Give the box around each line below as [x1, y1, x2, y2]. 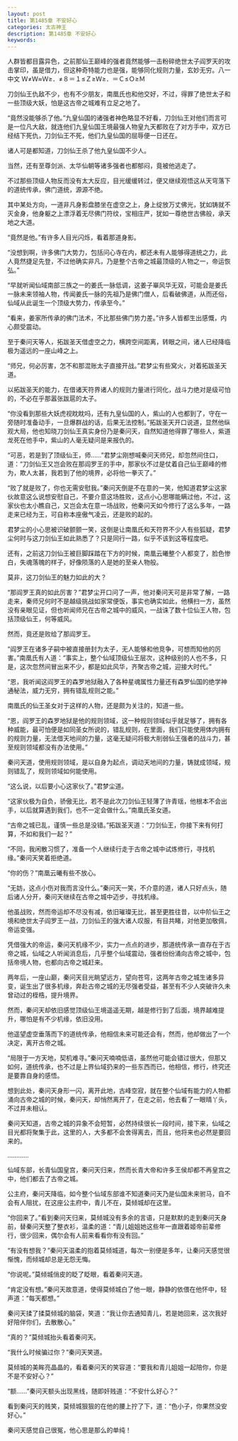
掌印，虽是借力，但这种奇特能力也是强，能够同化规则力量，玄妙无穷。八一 [13, 66, 231, 74]
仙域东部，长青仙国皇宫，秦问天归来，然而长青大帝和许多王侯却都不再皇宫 [7, 1166, 225, 1174]
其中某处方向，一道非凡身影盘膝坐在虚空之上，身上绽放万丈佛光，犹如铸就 [7, 200, 225, 209]
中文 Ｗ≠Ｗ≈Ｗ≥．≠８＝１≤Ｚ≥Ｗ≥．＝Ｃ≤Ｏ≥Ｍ [7, 75, 146, 84]
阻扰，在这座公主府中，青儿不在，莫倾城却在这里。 [25, 1198, 175, 1207]
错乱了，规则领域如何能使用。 [13, 767, 101, 775]
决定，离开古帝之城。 [7, 1039, 69, 1047]
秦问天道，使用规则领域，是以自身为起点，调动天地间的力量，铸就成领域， [7, 758, 225, 767]
